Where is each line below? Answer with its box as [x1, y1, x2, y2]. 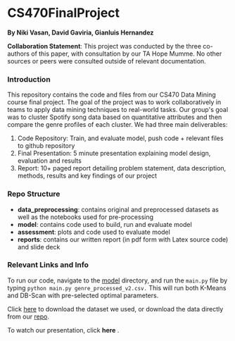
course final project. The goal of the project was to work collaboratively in [7, 98, 222, 106]
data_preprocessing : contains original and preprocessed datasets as [17, 205, 220, 213]
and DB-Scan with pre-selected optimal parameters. [7, 291, 159, 299]
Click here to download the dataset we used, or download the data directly [7, 304, 224, 313]
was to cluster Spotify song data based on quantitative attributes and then [7, 113, 222, 121]
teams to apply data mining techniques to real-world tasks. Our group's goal [7, 106, 229, 114]
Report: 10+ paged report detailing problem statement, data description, [17, 164, 227, 173]
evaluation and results [17, 156, 82, 165]
